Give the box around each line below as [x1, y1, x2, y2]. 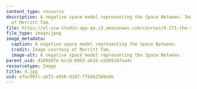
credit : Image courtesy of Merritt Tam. [11, 47, 111, 53]
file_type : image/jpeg [6, 30, 62, 36]
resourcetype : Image [6, 63, 57, 69]
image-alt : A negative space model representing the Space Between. [11, 52, 182, 58]
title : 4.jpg [6, 69, 38, 74]
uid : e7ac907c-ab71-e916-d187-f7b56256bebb [6, 74, 114, 80]
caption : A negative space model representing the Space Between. [11, 42, 177, 47]
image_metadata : [6, 36, 46, 42]
